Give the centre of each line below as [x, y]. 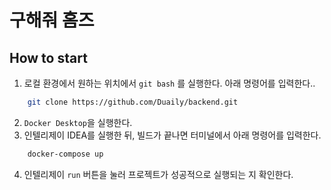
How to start [48, 57]
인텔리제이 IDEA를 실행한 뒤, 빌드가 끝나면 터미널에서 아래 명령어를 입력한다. [172, 135]
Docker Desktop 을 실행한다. [78, 122]
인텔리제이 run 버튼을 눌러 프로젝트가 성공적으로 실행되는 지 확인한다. [158, 174]
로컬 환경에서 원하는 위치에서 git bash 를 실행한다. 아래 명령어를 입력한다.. [169, 83]
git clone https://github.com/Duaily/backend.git [133, 102]
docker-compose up [65, 154]
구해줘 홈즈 [52, 20]
